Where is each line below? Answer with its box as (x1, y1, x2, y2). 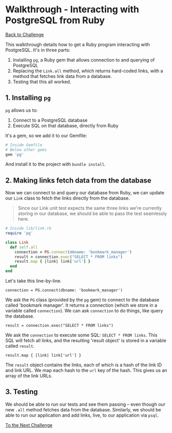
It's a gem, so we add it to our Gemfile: (5, 132, 87, 139)
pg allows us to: (5, 107, 38, 113)
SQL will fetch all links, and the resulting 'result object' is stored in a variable (5, 338, 167, 344)
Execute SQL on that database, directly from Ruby (12, 122, 119, 129)
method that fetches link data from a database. (12, 73, 112, 79)
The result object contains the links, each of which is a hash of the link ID (5, 362, 162, 368)
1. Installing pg (5, 93, 51, 102)
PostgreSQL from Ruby (5, 14, 105, 26)
